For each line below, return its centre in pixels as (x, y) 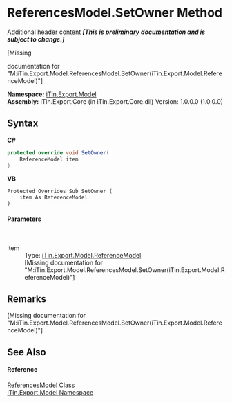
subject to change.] (36, 39)
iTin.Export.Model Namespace (50, 392)
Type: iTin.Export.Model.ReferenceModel (83, 255)
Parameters (24, 219)
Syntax (23, 124)
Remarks (27, 299)
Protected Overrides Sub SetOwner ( (60, 192)
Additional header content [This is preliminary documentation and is (106, 32)
